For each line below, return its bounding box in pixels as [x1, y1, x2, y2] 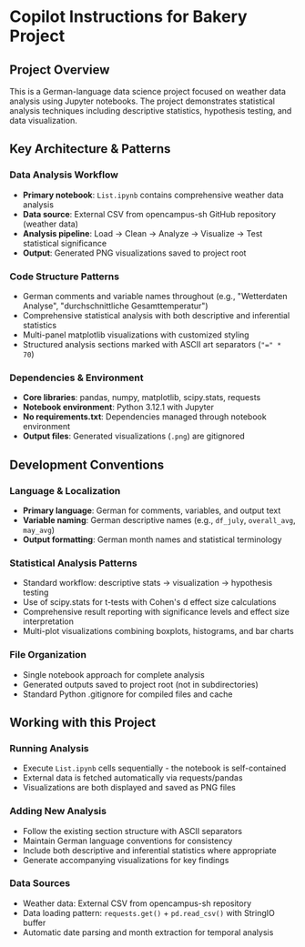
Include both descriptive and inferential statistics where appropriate [22, 844, 277, 856]
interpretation [22, 616, 75, 627]
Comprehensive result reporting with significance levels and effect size [22, 607, 290, 618]
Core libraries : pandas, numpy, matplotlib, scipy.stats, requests [22, 392, 261, 403]
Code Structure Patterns [9, 270, 120, 283]
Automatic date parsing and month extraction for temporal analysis [22, 926, 274, 938]
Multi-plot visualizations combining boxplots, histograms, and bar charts [22, 626, 294, 637]
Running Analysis [9, 741, 89, 754]
